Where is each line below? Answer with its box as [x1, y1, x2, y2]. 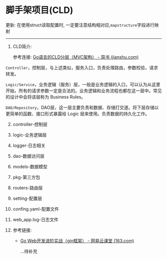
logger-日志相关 [12, 142, 46, 148]
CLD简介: [12, 43, 32, 49]
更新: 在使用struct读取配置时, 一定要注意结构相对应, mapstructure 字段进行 [5, 22, 155, 28]
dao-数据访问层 [12, 153, 45, 159]
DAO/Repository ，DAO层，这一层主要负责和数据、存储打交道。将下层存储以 [5, 104, 159, 110]
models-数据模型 [12, 163, 48, 169]
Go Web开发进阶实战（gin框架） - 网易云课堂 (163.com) [20, 238, 134, 244]
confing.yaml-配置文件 [12, 206, 59, 212]
